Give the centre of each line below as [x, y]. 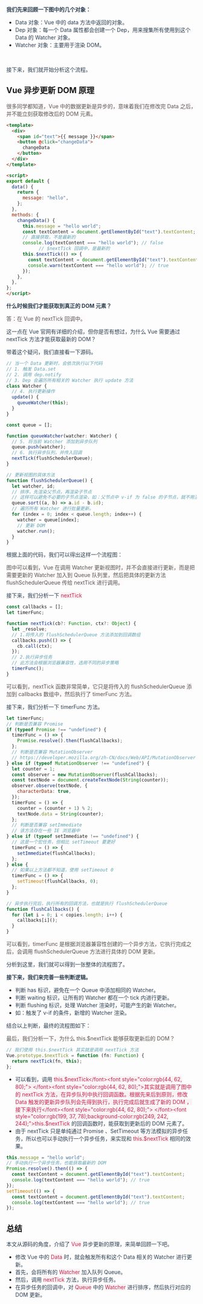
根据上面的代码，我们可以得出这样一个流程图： [64, 555]
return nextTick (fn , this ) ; [47, 1061]
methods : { [25, 215]
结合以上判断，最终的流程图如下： [49, 1026]
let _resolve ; [29, 629]
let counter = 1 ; [34, 769]
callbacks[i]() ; [38, 921]
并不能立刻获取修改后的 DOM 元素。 [51, 114]
